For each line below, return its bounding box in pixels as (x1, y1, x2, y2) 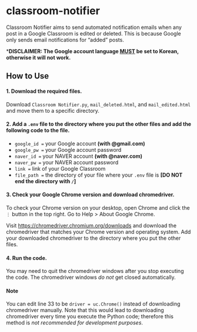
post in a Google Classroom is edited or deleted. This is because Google (6, 30, 181, 37)
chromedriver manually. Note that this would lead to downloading (6, 307, 165, 314)
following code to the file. (6, 127, 70, 134)
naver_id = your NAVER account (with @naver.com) (14, 152, 143, 160)
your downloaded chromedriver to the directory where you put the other (6, 235, 181, 242)
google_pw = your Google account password (14, 146, 122, 153)
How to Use (6, 71, 49, 81)
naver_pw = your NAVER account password (14, 158, 119, 166)
